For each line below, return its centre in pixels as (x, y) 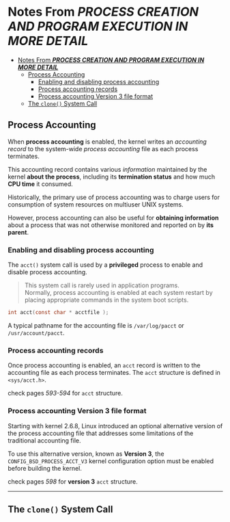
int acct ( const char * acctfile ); (58, 313)
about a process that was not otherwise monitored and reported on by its (111, 225)
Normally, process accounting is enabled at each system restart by (119, 293)
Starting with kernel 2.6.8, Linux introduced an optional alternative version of (115, 426)
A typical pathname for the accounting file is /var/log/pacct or (96, 325)
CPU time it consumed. (41, 184)
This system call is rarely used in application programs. (102, 285)
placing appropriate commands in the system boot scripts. (106, 300)
